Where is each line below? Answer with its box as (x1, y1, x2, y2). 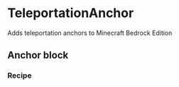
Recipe (7, 71, 32, 81)
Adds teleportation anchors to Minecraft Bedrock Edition (7, 29, 173, 37)
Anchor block (7, 49, 69, 61)
